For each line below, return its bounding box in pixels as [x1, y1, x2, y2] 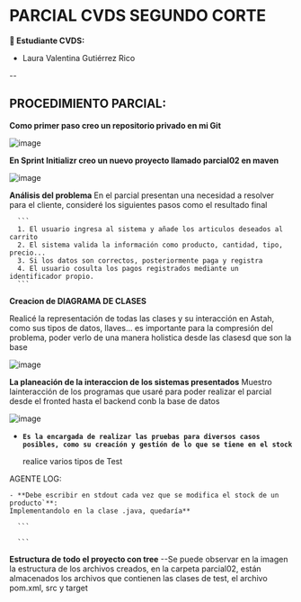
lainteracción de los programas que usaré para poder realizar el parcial [9, 386, 272, 397]
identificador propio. [9, 272, 94, 281]
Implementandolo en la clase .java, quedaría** [9, 506, 191, 516]
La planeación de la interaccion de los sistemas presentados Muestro [9, 376, 272, 387]
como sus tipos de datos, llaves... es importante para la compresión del [9, 322, 273, 333]
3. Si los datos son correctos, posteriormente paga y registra [17, 256, 263, 265]
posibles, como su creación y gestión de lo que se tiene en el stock [22, 440, 293, 449]
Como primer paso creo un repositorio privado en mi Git [9, 120, 222, 130]
